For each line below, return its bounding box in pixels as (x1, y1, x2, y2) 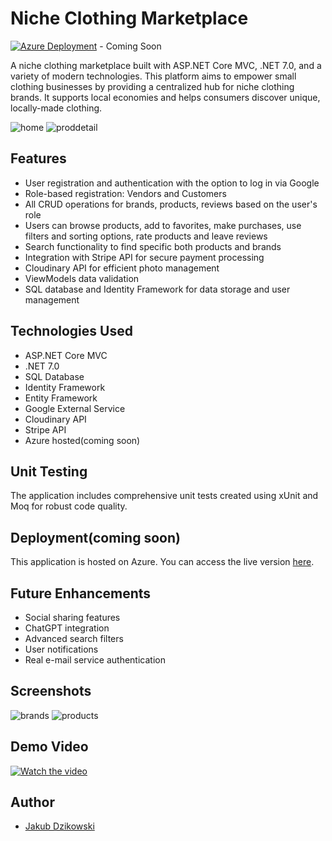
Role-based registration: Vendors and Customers (24, 187, 227, 199)
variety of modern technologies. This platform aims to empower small (10, 70, 297, 82)
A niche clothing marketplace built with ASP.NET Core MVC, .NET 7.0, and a (10, 59, 322, 71)
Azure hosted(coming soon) (24, 434, 141, 446)
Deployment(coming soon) (10, 529, 181, 546)
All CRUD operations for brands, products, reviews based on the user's (24, 198, 318, 210)
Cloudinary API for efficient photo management (24, 262, 220, 274)
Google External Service (24, 402, 126, 414)
